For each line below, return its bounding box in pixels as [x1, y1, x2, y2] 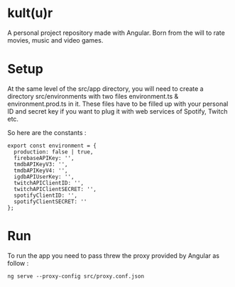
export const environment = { [7, 142, 97, 149]
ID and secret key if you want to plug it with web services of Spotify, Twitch [7, 107, 228, 115]
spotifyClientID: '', [13, 192, 78, 199]
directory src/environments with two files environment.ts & [7, 92, 179, 100]
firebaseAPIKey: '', [13, 154, 75, 161]
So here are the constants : [7, 128, 87, 136]
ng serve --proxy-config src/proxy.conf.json [7, 272, 144, 280]
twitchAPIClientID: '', [13, 179, 84, 186]
